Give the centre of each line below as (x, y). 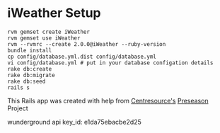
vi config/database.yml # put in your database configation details (110, 63)
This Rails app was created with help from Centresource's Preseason (108, 100)
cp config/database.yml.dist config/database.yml (82, 57)
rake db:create (30, 69)
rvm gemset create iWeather (49, 32)
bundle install (30, 50)
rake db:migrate (31, 75)
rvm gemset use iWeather (44, 38)
